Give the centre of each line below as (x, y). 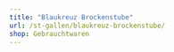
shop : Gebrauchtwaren (50, 33)
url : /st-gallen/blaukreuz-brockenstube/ (87, 26)
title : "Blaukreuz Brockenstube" (71, 17)
